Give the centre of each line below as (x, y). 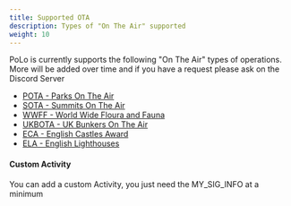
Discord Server (37, 79)
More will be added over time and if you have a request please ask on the (145, 69)
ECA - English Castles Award (75, 134)
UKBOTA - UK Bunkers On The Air (85, 124)
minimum (26, 193)
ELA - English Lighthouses (71, 143)
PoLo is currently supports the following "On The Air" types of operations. (145, 60)
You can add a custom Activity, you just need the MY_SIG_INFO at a (134, 184)
